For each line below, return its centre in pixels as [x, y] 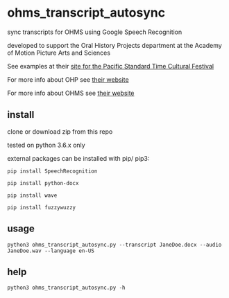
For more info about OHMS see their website [71, 93]
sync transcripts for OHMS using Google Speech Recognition [95, 32]
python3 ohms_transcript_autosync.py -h [67, 288]
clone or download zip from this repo [60, 131]
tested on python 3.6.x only [46, 145]
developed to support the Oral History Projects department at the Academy [114, 45]
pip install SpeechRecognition [52, 171]
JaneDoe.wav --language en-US [51, 251]
